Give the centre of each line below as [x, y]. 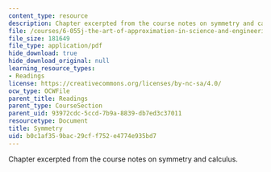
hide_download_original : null [59, 61]
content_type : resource [48, 16]
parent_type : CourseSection [56, 106]
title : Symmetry [35, 128]
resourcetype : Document [48, 121]
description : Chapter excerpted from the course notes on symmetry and [131, 23]
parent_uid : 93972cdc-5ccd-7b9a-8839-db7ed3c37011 [95, 114]
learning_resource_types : [52, 69]
